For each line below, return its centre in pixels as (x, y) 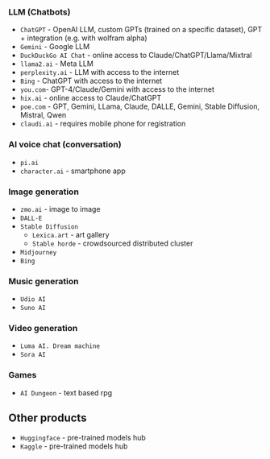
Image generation (44, 192)
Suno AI (33, 308)
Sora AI (33, 355)
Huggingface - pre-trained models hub (83, 437)
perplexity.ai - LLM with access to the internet (100, 72)
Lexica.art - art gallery (71, 234)
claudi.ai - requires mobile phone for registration (103, 124)
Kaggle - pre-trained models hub (74, 446)
